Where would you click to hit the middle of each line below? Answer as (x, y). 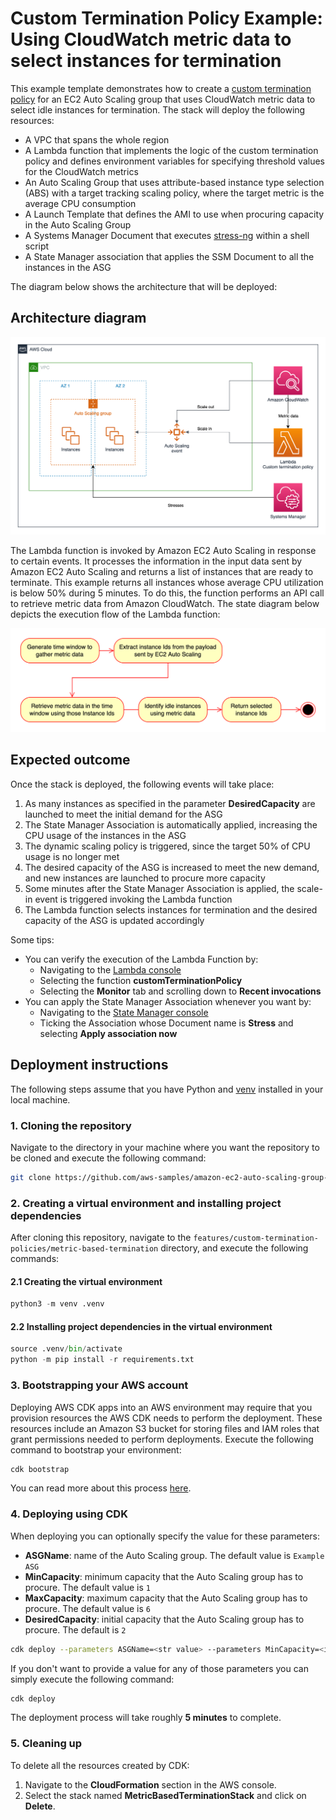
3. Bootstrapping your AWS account (99, 1385)
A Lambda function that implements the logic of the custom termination (171, 150)
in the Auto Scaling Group (78, 224)
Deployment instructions (89, 1065)
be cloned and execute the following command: (108, 1158)
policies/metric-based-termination (84, 1249)
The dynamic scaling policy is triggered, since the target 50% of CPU (167, 846)
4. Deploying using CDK (69, 1514)
